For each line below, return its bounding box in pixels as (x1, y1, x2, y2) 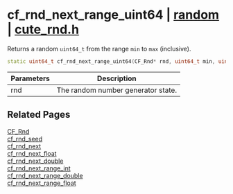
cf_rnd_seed (7, 134, 43, 143)
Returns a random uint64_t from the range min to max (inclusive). (7, 44, 191, 53)
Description (96, 73, 137, 83)
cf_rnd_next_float (7, 149, 57, 157)
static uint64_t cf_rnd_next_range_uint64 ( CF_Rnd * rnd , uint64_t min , (7, 58, 216, 65)
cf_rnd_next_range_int (7, 164, 71, 173)
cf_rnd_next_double (7, 157, 64, 165)
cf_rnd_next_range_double (7, 171, 83, 179)
